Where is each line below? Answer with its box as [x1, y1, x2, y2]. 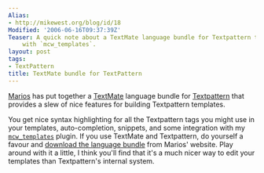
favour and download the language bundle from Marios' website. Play [8, 139, 233, 149]
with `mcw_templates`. [22, 41, 97, 49]
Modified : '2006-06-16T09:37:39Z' [8, 26, 122, 34]
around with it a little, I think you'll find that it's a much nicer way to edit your [8, 148, 255, 157]
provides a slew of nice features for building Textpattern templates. [8, 99, 225, 109]
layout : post [8, 48, 51, 56]
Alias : [8, 11, 30, 20]
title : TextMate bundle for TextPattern [8, 70, 143, 77]
